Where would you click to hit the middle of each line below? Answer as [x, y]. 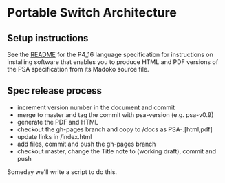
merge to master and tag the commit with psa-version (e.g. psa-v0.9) [115, 114]
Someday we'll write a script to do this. [62, 172]
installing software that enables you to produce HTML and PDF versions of [113, 62]
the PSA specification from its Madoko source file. [78, 69]
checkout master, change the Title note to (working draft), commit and [117, 151]
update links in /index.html [54, 136]
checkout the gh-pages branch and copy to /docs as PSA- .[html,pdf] [115, 129]
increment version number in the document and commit [96, 107]
